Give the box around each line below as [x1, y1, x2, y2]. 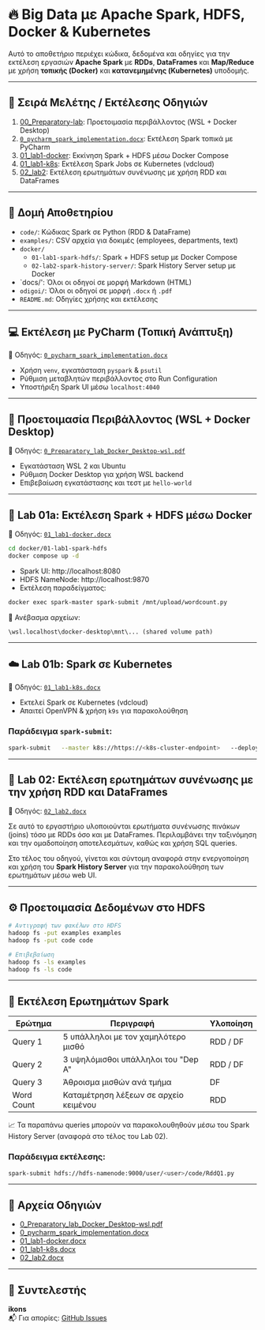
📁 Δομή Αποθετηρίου [8, 206, 114, 220]
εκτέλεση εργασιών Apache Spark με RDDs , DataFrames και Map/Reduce [8, 57, 255, 66]
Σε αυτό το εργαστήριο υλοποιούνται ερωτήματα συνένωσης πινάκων [8, 821, 241, 831]
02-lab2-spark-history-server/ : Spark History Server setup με [31, 261, 237, 270]
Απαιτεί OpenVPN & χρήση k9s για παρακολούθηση [19, 706, 188, 716]
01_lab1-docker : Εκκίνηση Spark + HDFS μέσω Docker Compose [19, 150, 229, 160]
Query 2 [12, 1059, 43, 1070]
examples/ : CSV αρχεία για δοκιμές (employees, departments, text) [19, 235, 239, 245]
